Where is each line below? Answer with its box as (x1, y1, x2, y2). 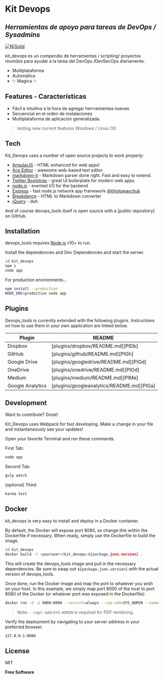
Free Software (5, 669, 35, 675)
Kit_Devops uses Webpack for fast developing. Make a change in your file (5, 421, 154, 427)
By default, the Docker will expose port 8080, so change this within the (5, 527, 148, 533)
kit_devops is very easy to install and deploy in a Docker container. (5, 518, 139, 524)
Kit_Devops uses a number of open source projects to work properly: (5, 153, 144, 158)
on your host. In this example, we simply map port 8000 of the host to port (5, 586, 155, 591)
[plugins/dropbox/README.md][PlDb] (51, 342, 138, 349)
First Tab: (5, 445, 24, 451)
